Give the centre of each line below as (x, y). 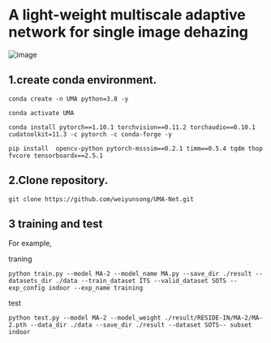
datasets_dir (30, 281)
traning (20, 259)
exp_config (27, 288)
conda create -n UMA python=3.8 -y (69, 99)
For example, (30, 243)
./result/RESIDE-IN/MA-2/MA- (214, 318)
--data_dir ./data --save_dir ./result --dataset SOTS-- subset (141, 325)
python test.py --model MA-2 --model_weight (85, 318)
